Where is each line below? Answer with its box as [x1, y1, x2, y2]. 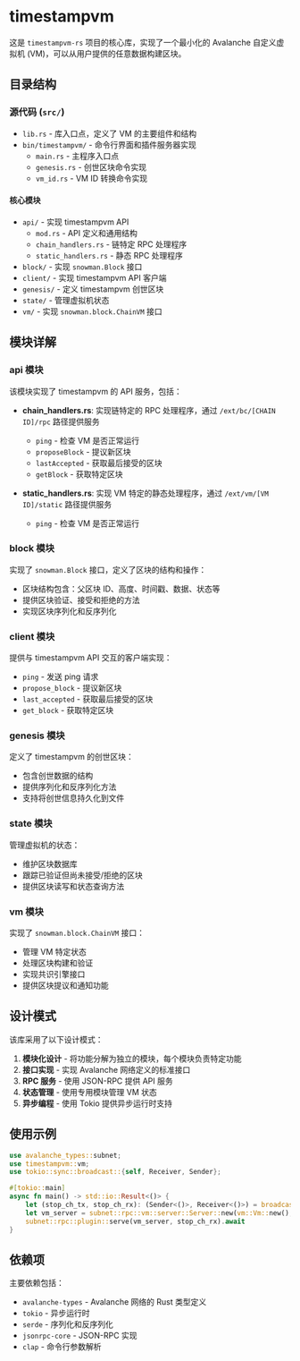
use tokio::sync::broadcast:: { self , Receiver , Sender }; [9, 1168, 221, 1177]
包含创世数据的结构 [21, 770, 94, 781]
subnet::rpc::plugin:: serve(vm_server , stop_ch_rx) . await [25, 1217, 246, 1226]
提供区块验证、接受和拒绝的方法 [21, 594, 140, 605]
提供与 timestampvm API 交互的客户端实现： [9, 652, 172, 663]
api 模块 [9, 364, 44, 377]
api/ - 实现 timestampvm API [21, 217, 129, 227]
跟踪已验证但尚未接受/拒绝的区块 [21, 870, 143, 880]
